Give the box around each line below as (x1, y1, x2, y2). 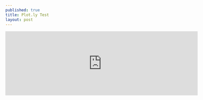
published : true (5, 7, 40, 13)
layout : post (5, 17, 33, 22)
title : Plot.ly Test (5, 12, 50, 17)
